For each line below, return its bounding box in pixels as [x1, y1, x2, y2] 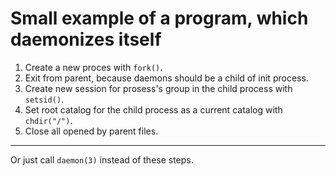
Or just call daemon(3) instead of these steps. [10, 153, 194, 166]
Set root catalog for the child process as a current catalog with [24, 103, 283, 116]
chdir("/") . [24, 114, 73, 126]
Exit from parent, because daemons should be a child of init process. [24, 72, 309, 84]
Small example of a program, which [10, 7, 309, 30]
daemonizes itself [10, 28, 162, 51]
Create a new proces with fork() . [24, 61, 163, 73]
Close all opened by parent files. [24, 125, 159, 137]
